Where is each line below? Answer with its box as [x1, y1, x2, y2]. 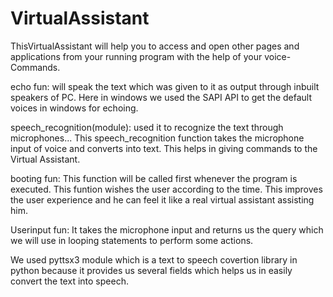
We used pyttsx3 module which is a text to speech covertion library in [10, 253, 298, 266]
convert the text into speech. [10, 275, 129, 287]
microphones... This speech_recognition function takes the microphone [10, 132, 305, 144]
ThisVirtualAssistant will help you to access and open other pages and [10, 40, 300, 52]
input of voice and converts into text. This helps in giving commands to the [10, 142, 318, 154]
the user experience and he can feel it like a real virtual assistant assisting [10, 193, 315, 206]
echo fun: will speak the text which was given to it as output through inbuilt [10, 80, 320, 92]
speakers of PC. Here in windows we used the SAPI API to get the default [10, 91, 313, 103]
